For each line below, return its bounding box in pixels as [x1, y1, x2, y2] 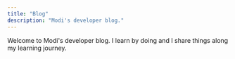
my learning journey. [7, 44, 67, 52]
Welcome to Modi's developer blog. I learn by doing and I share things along [7, 36, 229, 44]
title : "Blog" [7, 10, 49, 18]
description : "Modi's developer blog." [7, 17, 125, 24]
